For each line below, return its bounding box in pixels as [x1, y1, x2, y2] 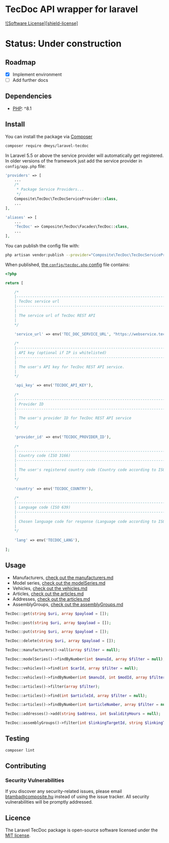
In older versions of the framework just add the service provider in [5, 157, 142, 164]
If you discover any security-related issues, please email [5, 788, 122, 795]
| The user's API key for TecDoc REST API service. [14, 364, 125, 370]
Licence [5, 814, 31, 822]
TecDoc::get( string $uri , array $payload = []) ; [5, 611, 109, 616]
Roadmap [5, 58, 36, 67]
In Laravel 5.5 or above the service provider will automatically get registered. [5, 152, 164, 159]
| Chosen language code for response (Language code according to [14, 519, 156, 524]
